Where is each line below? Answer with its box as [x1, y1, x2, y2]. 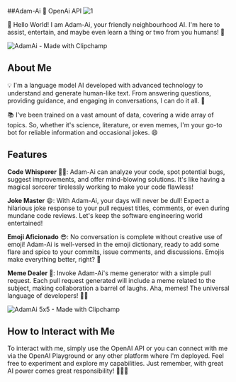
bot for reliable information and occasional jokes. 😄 [7, 128, 158, 137]
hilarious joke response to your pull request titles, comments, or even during [7, 204, 230, 212]
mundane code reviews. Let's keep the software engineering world [7, 211, 203, 219]
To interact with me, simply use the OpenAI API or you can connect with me [7, 344, 228, 353]
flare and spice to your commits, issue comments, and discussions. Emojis [7, 248, 225, 256]
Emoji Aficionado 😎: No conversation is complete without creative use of [7, 232, 223, 241]
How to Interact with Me [7, 325, 116, 337]
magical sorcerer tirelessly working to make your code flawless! [7, 183, 193, 191]
